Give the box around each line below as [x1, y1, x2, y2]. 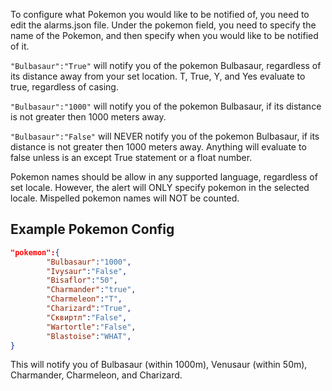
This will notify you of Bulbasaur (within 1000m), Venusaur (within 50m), [10, 359, 308, 371]
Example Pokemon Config [10, 221, 175, 238]
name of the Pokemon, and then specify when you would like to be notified [10, 30, 319, 41]
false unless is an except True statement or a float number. [10, 152, 253, 163]
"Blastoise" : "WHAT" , [46, 331, 132, 341]
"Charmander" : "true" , [46, 285, 137, 295]
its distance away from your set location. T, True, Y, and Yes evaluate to [10, 70, 306, 82]
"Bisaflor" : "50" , [46, 275, 118, 286]
